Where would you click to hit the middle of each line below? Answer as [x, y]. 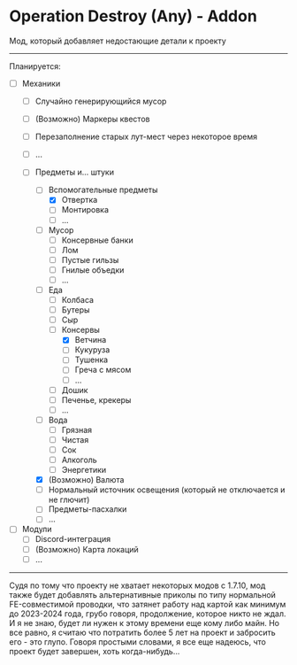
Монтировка [85, 210]
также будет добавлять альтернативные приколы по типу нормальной [143, 594]
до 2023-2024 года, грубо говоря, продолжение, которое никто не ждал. [148, 614]
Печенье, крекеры [96, 399]
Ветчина [91, 340]
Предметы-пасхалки [88, 509]
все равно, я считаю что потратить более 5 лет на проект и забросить [142, 632]
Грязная [77, 429]
